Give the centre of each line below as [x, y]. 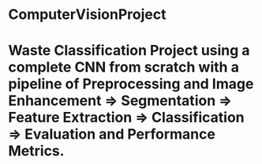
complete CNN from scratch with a [124, 67]
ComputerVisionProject [87, 15]
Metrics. [36, 151]
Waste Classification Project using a [129, 51]
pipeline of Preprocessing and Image [131, 84]
